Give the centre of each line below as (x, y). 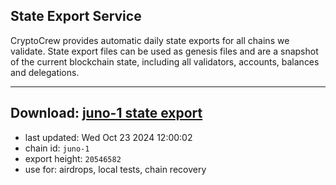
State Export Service (76, 16)
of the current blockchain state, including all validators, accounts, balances (165, 61)
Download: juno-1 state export (106, 113)
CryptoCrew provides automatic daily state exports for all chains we (150, 40)
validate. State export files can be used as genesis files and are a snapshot (164, 51)
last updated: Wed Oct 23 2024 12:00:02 (108, 137)
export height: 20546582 (73, 158)
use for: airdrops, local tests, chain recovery (115, 169)
